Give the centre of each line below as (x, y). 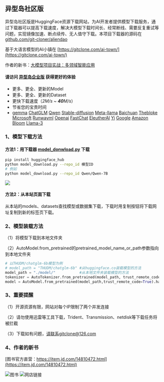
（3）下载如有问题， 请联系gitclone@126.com (51, 334)
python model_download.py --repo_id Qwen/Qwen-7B (57, 173)
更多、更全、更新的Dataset (39, 95)
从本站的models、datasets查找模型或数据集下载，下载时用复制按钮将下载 (79, 206)
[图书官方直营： (21, 359)
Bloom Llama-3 (27, 123)
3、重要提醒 (19, 295)
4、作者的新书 (22, 347)
